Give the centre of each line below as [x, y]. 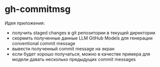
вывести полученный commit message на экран [63, 48]
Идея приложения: [25, 23]
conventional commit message [44, 43]
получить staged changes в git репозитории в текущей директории [84, 32]
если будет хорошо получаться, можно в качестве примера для [81, 54]
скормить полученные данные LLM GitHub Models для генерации [82, 38]
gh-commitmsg [38, 9]
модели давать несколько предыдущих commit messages [74, 59]
